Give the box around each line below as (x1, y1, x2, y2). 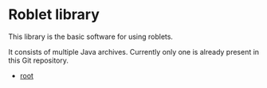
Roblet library (8, 6, 100, 24)
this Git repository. (8, 55, 69, 65)
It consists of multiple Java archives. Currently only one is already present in (8, 47, 260, 56)
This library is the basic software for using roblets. (8, 32, 174, 41)
